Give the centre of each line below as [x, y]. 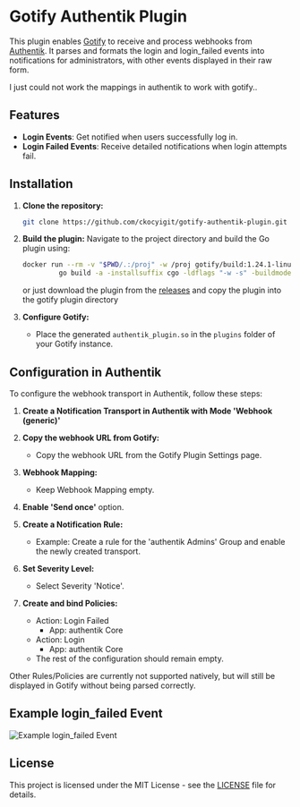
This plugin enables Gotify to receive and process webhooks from [131, 41]
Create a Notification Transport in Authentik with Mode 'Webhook [147, 411]
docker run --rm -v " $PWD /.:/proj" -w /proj [107, 265]
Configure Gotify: [56, 317]
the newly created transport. [88, 551]
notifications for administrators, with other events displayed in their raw [141, 60]
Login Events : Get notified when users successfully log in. [130, 137]
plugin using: [46, 249]
